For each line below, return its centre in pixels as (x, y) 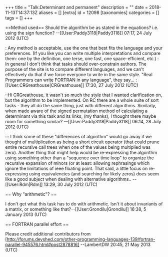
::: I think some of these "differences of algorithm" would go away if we (78, 137)
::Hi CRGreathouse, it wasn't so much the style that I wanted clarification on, (84, 95)
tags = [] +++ (19, 18)
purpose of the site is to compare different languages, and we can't (74, 69)
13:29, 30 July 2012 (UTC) (70, 184)
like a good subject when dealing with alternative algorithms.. (68, 179)
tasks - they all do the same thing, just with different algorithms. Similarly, (81, 105)
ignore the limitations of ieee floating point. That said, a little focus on (76, 168)
